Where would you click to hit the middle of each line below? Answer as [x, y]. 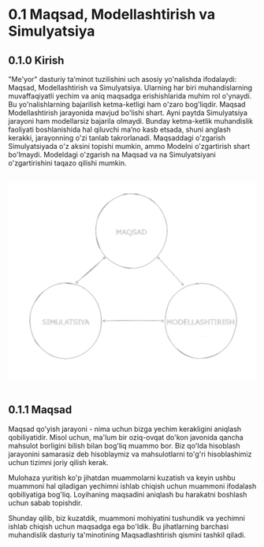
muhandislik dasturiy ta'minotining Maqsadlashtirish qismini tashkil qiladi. [127, 534]
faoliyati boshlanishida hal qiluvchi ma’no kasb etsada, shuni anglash [119, 129]
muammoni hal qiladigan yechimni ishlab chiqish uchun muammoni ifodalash [132, 486]
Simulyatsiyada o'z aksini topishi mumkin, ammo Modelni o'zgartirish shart [129, 146]
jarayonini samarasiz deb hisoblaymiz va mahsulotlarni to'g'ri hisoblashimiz [130, 454]
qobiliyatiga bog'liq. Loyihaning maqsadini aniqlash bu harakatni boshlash [128, 494]
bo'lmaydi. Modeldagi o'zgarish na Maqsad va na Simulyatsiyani [112, 154]
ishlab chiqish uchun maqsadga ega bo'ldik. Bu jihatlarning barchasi [119, 527]
